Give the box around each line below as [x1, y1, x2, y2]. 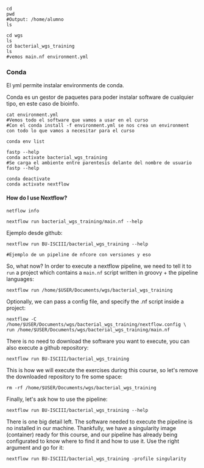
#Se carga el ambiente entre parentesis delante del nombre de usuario [6, 160, 192, 166]
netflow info [6, 207, 40, 214]
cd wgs [6, 32, 23, 38]
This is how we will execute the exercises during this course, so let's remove [6, 366, 199, 373]
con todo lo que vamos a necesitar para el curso [6, 128, 135, 134]
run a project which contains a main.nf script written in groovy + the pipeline [6, 268, 199, 276]
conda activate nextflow [6, 181, 69, 187]
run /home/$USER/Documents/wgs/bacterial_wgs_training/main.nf [6, 326, 171, 333]
